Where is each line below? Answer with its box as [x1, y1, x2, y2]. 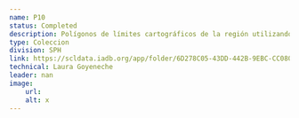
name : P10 [9, 12, 46, 22]
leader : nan [9, 71, 53, 80]
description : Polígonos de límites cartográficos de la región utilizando [9, 29, 293, 38]
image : [9, 79, 34, 88]
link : [9, 54, 29, 63]
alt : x [25, 95, 50, 105]
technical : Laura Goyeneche [9, 63, 114, 72]
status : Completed [9, 21, 77, 30]
